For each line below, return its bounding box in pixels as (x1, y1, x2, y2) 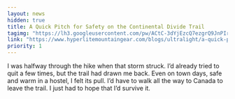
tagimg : (7, 29, 30, 37)
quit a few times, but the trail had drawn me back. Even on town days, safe (7, 69, 222, 77)
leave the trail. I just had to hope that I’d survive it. (7, 84, 150, 92)
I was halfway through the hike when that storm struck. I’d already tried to (7, 62, 220, 70)
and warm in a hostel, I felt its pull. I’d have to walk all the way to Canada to (7, 77, 224, 84)
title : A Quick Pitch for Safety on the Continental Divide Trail (7, 23, 205, 30)
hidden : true (7, 17, 45, 24)
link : (7, 36, 23, 43)
